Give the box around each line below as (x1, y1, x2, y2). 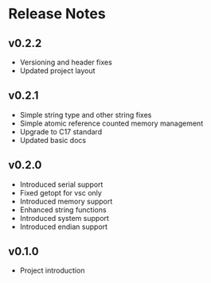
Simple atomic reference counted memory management (19, 118, 204, 128)
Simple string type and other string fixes (19, 110, 152, 119)
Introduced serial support (19, 180, 104, 189)
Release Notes (8, 5, 106, 23)
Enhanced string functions (19, 204, 107, 215)
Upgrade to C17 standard (19, 126, 102, 136)
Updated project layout (19, 66, 96, 76)
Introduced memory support (19, 196, 113, 206)
